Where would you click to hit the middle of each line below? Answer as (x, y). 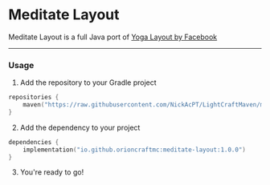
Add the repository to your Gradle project (88, 82)
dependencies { (34, 142)
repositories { (34, 98)
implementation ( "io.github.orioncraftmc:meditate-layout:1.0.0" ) (135, 150)
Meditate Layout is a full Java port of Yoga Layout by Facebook (113, 37)
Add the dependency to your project (80, 127)
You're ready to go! (52, 172)
